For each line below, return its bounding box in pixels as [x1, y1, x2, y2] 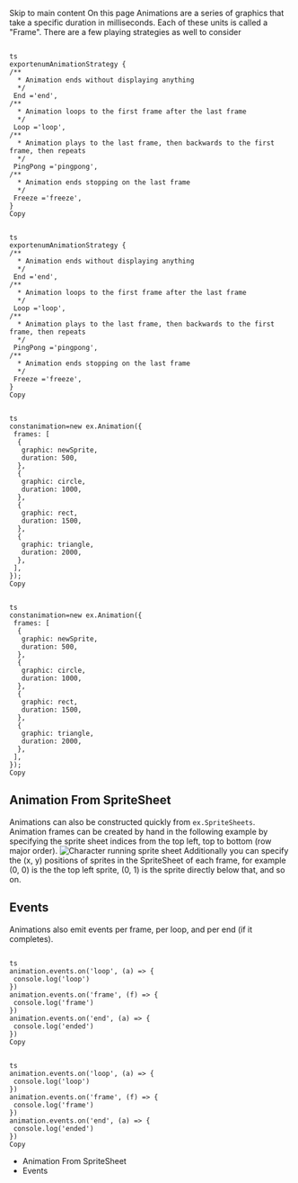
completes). [9, 933, 54, 944]
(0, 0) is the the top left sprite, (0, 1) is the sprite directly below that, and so [9, 864, 285, 875]
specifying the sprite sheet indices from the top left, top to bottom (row [9, 836, 272, 847]
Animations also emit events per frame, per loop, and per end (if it [9, 924, 253, 935]
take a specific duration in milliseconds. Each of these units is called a [9, 17, 268, 28]
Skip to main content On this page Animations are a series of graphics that [9, 8, 285, 18]
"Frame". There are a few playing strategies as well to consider [9, 27, 241, 37]
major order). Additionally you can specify [9, 845, 289, 856]
